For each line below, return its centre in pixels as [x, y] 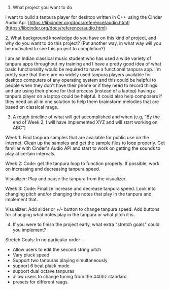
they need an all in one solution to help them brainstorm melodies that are [82, 102]
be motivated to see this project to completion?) [55, 49]
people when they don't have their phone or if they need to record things [81, 85]
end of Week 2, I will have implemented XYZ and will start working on [85, 122]
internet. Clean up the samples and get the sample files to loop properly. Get [85, 143]
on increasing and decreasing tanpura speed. [53, 169]
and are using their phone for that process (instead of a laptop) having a [80, 91]
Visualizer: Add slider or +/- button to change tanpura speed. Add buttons [82, 209]
